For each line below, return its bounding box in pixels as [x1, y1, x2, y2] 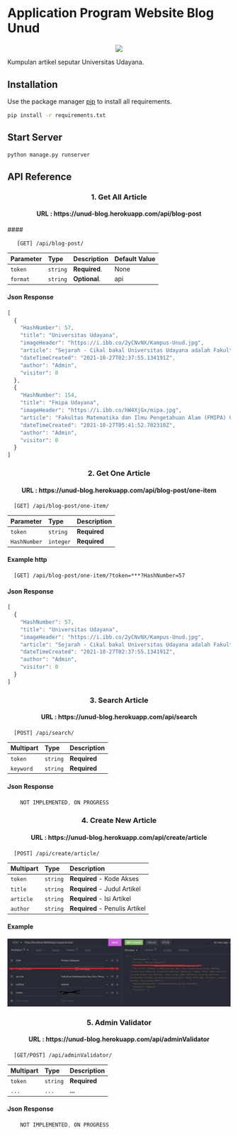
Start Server [7, 131, 62, 143]
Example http [7, 555, 47, 564]
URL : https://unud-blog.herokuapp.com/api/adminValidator [28, 1035, 210, 1043]
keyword [10, 765, 33, 773]
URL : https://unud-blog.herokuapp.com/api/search [40, 713, 198, 721]
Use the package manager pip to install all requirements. [7, 97, 172, 106]
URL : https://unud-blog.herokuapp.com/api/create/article [30, 834, 208, 842]
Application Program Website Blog [7, 5, 215, 21]
